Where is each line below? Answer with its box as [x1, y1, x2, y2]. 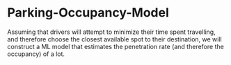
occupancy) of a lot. [7, 50, 65, 58]
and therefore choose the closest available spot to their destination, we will [7, 35, 222, 43]
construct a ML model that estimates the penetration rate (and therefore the [7, 42, 224, 50]
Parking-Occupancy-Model [7, 5, 169, 21]
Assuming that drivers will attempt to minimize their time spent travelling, [7, 28, 216, 36]
